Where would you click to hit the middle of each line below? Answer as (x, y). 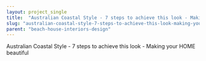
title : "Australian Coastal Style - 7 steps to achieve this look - (97, 18)
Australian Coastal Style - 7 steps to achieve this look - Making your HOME (101, 46)
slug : (13, 23)
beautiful (17, 53)
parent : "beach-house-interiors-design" (59, 29)
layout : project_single (37, 12)
